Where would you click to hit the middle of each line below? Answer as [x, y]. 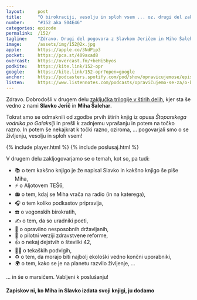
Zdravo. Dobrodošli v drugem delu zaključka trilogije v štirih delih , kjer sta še [98, 99]
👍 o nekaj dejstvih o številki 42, [53, 242]
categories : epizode [31, 28]
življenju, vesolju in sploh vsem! [44, 136]
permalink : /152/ [28, 34]
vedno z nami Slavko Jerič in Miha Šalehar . [59, 106]
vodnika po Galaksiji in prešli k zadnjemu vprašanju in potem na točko [90, 123]
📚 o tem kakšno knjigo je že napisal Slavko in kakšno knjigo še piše [96, 170]
